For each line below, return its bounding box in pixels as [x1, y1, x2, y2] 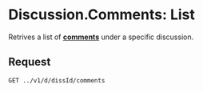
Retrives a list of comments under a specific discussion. [8, 32, 194, 42]
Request [8, 55, 51, 69]
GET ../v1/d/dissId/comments [8, 76, 105, 85]
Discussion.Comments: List [8, 6, 196, 24]
